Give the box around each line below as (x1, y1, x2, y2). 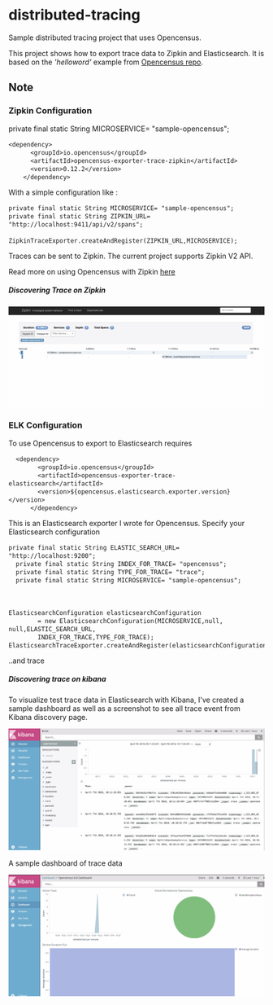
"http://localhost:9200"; (8, 551, 96, 560)
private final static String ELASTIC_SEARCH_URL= (8, 543, 180, 551)
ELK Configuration (8, 419, 83, 431)
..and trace (8, 656, 45, 665)
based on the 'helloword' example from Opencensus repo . (8, 57, 203, 67)
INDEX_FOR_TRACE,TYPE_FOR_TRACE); (37, 633, 154, 641)
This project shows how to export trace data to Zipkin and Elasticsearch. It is (8, 48, 265, 58)
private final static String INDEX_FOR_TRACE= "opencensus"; (15, 560, 227, 568)
